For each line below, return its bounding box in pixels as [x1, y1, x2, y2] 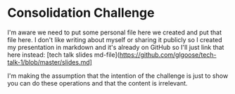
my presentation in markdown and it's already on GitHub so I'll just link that [7, 43, 224, 51]
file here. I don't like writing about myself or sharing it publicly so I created [7, 35, 223, 43]
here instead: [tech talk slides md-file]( [7, 51, 120, 59]
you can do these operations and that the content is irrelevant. [7, 79, 188, 87]
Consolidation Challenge [7, 5, 155, 21]
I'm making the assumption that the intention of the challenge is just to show [7, 72, 229, 80]
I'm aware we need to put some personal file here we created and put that [7, 28, 222, 36]
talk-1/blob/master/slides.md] [7, 58, 93, 66]
